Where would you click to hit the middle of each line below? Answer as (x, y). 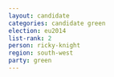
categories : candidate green (57, 23)
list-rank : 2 (30, 38)
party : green (30, 61)
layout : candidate (39, 16)
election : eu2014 (37, 30)
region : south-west (41, 53)
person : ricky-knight (45, 46)
